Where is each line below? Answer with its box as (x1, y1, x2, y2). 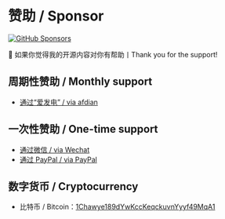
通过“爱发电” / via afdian (19, 97, 98, 107)
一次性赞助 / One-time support (8, 122, 158, 136)
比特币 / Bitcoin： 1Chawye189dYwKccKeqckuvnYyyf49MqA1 (19, 202, 216, 212)
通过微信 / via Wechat (19, 144, 90, 154)
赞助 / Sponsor (8, 7, 104, 25)
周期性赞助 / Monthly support (8, 75, 153, 89)
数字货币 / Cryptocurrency (8, 180, 139, 193)
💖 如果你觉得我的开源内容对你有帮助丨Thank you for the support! (8, 49, 218, 59)
